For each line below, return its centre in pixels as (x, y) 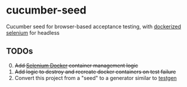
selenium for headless (33, 32)
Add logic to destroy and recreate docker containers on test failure (95, 72)
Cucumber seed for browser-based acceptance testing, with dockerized (93, 26)
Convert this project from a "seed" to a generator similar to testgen (96, 78)
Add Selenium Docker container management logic (76, 65)
